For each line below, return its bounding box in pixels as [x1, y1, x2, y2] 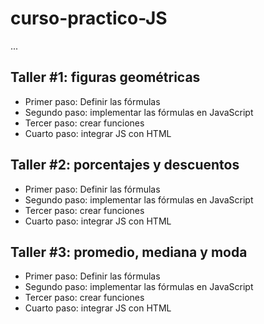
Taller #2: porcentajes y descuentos [10, 157, 240, 174]
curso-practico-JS [10, 7, 168, 30]
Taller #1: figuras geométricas [10, 69, 201, 86]
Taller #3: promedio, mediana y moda [10, 243, 248, 261]
